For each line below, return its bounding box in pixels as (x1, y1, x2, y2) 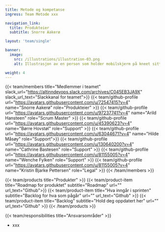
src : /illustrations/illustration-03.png (14, 57, 100, 62)
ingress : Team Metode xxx (5, 12, 58, 17)
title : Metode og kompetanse (5, 7, 65, 12)
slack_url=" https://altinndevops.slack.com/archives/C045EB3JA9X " (5, 89, 142, 95)
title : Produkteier (9, 25, 50, 30)
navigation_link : (5, 21, 41, 26)
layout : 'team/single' (5, 39, 52, 44)
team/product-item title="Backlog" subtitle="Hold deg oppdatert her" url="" (5, 198, 159, 204)
